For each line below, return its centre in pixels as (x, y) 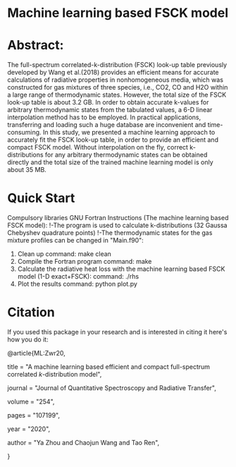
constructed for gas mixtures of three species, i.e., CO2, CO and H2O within (118, 87)
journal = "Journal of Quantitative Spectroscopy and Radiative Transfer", (112, 388)
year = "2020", (29, 429)
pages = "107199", (34, 415)
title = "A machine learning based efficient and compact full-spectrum (108, 367)
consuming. (24, 133)
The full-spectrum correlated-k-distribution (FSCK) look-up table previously (117, 65)
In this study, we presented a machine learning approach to (129, 133)
